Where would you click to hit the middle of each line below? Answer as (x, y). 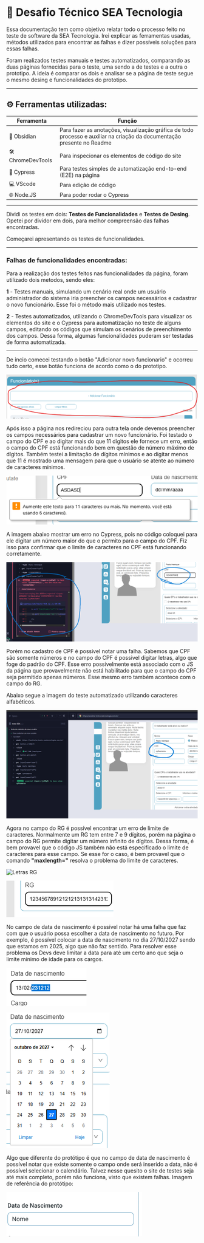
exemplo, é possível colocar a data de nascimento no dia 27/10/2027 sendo (101, 940)
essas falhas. (23, 49)
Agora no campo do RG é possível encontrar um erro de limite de (87, 828)
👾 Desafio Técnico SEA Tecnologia (95, 12)
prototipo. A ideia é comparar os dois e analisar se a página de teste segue (100, 73)
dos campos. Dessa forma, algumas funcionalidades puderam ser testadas (100, 336)
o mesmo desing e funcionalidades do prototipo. (67, 80)
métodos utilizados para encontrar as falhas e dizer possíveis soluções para (101, 42)
